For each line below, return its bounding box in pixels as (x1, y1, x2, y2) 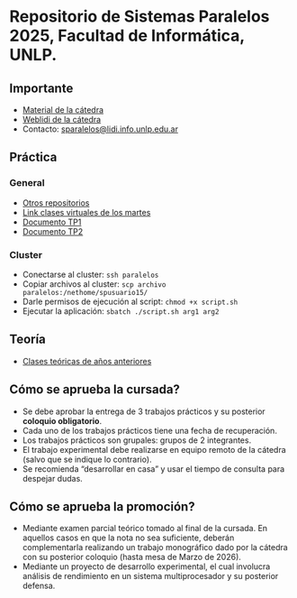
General (9, 177, 45, 189)
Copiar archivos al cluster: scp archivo (22, 278, 166, 290)
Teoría (9, 332, 47, 347)
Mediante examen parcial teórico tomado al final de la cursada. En (22, 523, 268, 534)
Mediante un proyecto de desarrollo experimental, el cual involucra (22, 561, 271, 572)
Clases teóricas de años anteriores (22, 355, 152, 366)
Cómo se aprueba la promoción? (9, 499, 195, 514)
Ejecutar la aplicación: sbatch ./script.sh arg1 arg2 (22, 305, 220, 317)
